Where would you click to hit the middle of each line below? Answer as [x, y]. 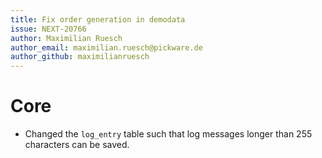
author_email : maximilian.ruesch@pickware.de [106, 47]
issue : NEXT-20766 [48, 29]
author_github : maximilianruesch [80, 57]
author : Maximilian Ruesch [66, 38]
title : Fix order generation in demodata [98, 19]
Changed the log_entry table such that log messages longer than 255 [168, 134]
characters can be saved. [77, 145]
